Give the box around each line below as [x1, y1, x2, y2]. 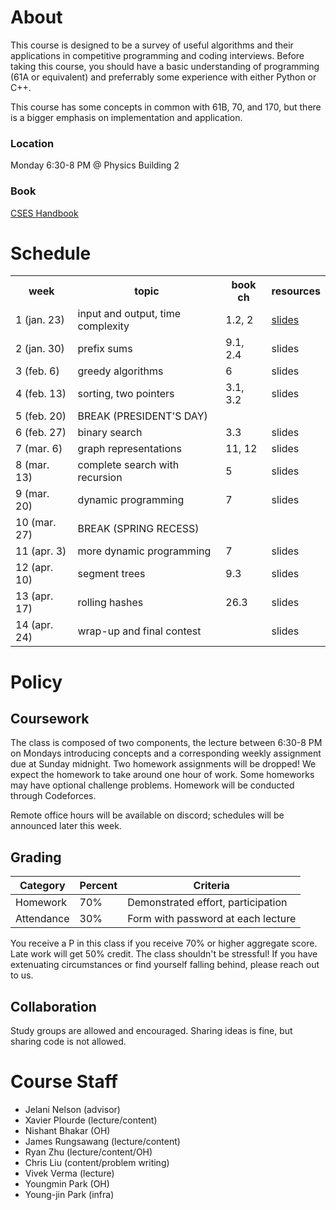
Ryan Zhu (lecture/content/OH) [24, 1146, 153, 1158]
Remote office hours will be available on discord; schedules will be [10, 809, 285, 821]
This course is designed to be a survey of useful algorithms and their [10, 39, 294, 51]
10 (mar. [15, 516, 57, 530]
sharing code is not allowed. [10, 1036, 127, 1048]
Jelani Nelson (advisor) [24, 1104, 121, 1116]
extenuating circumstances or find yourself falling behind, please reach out [10, 959, 320, 971]
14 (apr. [15, 618, 54, 632]
